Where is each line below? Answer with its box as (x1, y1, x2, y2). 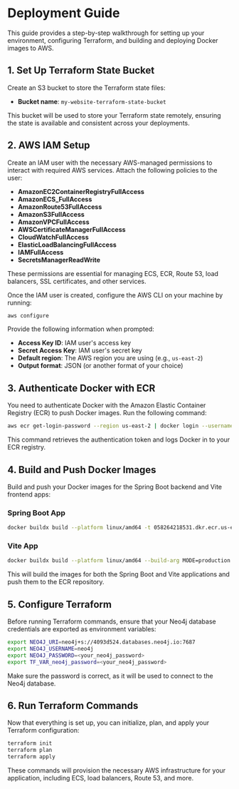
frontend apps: (7, 490, 51, 499)
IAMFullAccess (17, 248, 64, 256)
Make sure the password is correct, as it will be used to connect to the (7, 671, 213, 680)
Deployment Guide (7, 5, 120, 21)
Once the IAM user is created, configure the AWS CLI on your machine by (7, 290, 223, 299)
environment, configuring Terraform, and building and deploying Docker (7, 36, 218, 44)
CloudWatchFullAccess (17, 233, 89, 241)
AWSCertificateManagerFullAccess (17, 225, 126, 233)
